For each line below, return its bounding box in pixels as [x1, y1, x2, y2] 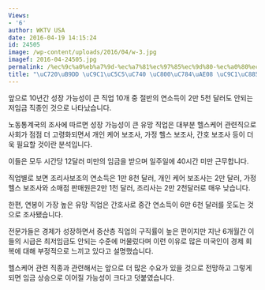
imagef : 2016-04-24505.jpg [8, 56, 97, 64]
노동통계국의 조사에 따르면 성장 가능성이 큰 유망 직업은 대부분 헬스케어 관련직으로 [8, 119, 257, 129]
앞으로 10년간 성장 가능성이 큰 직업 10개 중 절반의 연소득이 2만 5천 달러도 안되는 [8, 92, 254, 103]
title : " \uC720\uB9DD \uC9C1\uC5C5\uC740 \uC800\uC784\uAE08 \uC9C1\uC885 [8, 70, 259, 78]
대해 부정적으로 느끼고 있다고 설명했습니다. [22, 246, 154, 255]
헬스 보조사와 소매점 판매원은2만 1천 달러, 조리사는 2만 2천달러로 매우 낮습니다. [8, 183, 251, 192]
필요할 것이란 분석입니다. [16, 139, 93, 149]
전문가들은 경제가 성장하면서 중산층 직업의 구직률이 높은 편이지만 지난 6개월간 [8, 226, 247, 235]
